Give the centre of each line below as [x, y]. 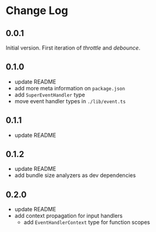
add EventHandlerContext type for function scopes [87, 222]
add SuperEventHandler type [50, 95]
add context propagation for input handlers [69, 216]
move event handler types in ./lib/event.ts [70, 101]
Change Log [37, 11]
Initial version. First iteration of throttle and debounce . [73, 48]
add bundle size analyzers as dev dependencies [75, 175]
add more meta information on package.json [70, 88]
